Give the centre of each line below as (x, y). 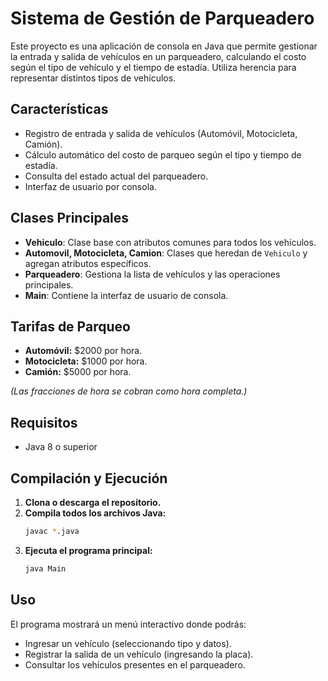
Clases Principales (70, 218)
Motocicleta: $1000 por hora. (86, 361)
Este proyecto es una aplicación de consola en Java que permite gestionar (164, 46)
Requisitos (44, 422)
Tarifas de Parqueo (70, 326)
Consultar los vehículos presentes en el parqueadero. (135, 664)
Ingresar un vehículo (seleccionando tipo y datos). (128, 643)
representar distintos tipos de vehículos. (93, 78)
